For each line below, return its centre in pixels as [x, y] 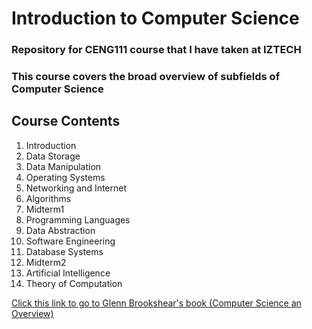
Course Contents [66, 121]
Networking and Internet [76, 188]
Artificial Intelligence [68, 273]
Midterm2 [46, 262]
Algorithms [48, 198]
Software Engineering [70, 241]
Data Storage [53, 156]
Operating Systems [65, 177]
